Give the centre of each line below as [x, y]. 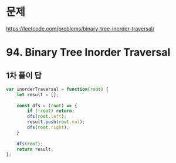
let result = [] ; [38, 94]
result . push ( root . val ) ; [56, 122]
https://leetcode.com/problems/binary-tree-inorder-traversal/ [80, 28]
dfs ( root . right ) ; [48, 128]
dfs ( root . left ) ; [47, 117]
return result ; [35, 149]
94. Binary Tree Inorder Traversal [88, 52]
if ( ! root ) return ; [51, 111]
